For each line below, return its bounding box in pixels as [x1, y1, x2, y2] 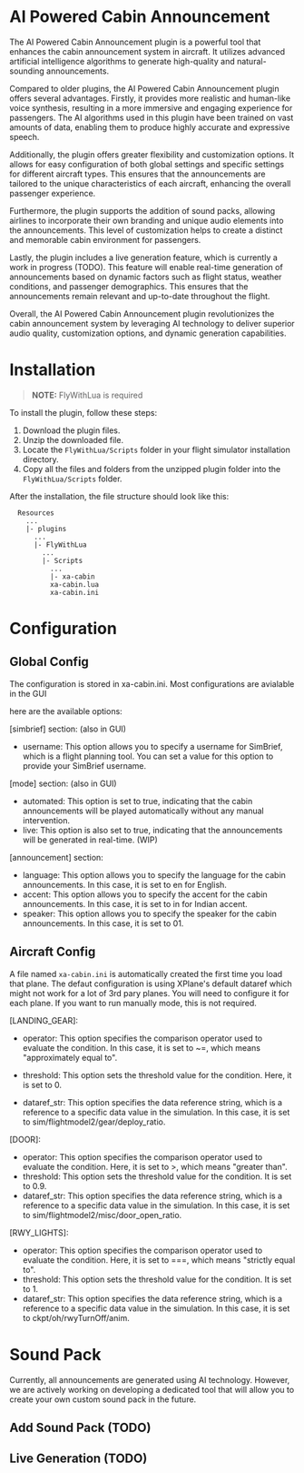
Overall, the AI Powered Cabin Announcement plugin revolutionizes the [9, 308, 275, 319]
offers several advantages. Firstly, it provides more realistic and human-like [9, 93, 291, 104]
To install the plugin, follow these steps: [9, 407, 157, 418]
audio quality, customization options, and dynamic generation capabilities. [9, 328, 287, 338]
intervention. [22, 814, 71, 825]
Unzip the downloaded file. [22, 434, 124, 445]
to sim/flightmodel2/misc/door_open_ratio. [22, 1209, 182, 1220]
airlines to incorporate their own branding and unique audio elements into [9, 215, 284, 226]
